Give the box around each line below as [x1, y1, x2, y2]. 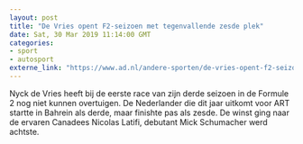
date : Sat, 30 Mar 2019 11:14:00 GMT [9, 30, 151, 39]
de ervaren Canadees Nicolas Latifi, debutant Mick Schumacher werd [9, 116, 268, 127]
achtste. [9, 126, 40, 137]
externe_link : [9, 64, 63, 73]
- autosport [9, 55, 54, 64]
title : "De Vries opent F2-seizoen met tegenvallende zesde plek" [9, 22, 264, 31]
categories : [9, 38, 54, 48]
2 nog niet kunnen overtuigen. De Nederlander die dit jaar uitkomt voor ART [9, 97, 290, 108]
